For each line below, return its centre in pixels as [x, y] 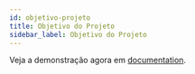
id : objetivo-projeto [50, 18]
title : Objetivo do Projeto [62, 26]
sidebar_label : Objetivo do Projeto [78, 34]
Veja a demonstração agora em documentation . [98, 60]
